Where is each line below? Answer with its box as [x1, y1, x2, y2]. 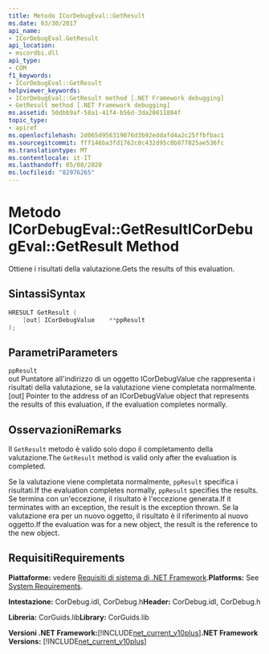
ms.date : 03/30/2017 [8, 19, 78, 27]
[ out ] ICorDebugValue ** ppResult [22, 316, 146, 324]
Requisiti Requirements [8, 551, 125, 565]
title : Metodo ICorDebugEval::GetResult [8, 11, 146, 20]
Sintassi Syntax [8, 287, 86, 301]
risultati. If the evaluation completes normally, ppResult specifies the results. [8, 485, 259, 495]
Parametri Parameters [8, 345, 118, 359]
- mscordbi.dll [8, 49, 59, 57]
